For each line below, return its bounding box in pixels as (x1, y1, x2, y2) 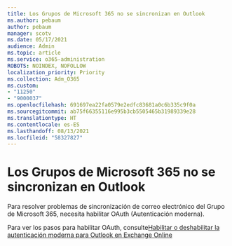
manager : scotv (7, 29, 52, 37)
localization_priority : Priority (7, 69, 105, 76)
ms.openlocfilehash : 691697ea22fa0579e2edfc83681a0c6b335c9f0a (7, 102, 196, 109)
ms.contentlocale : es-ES (7, 121, 80, 128)
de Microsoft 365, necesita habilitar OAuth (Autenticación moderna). (7, 210, 205, 218)
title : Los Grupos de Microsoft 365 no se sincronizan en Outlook (7, 10, 205, 18)
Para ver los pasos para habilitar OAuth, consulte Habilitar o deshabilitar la (7, 224, 220, 232)
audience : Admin (7, 43, 55, 50)
